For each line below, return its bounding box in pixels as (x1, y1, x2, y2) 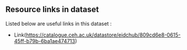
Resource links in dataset (5, 5, 100, 15)
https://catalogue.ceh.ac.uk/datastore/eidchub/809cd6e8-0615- (26, 31, 181, 38)
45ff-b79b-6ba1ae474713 (13, 37, 75, 44)
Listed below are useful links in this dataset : (5, 20, 112, 27)
